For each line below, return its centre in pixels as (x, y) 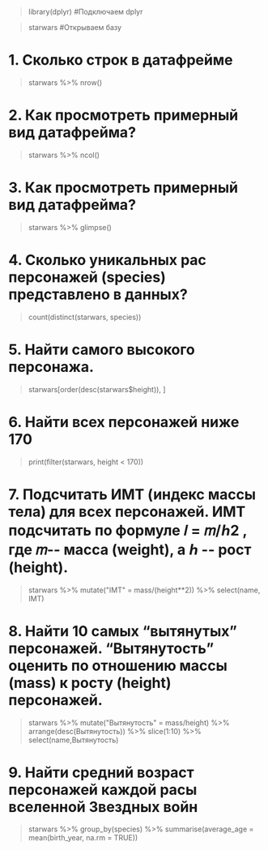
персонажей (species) (87, 277)
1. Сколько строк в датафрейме (121, 60)
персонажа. (51, 367)
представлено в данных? (98, 294)
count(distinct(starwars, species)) (85, 317)
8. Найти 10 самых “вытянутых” (123, 631)
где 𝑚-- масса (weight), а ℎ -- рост (130, 549)
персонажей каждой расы (103, 790)
